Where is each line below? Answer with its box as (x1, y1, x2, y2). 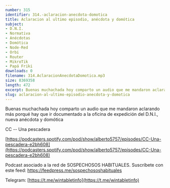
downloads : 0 (5, 69, 33, 74)
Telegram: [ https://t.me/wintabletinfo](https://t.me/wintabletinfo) (5, 177, 140, 183)
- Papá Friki (5, 64, 33, 69)
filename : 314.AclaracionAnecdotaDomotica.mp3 (5, 73, 105, 78)
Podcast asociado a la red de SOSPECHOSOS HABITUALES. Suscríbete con (5, 162, 163, 168)
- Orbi (5, 50, 19, 55)
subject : (5, 21, 24, 27)
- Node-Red (5, 45, 28, 50)
